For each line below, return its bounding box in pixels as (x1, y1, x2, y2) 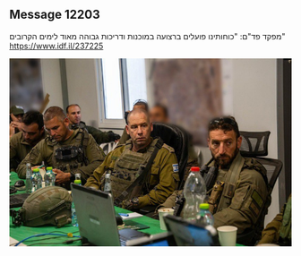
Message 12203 (9, 7, 100, 22)
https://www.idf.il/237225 (9, 40, 104, 51)
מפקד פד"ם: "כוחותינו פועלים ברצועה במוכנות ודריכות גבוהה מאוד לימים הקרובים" (9, 30, 286, 41)
